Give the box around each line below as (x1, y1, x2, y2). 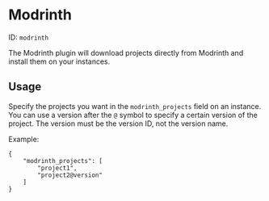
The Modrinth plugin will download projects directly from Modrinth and (8, 48, 244, 57)
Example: (8, 134, 40, 144)
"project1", (37, 164, 78, 172)
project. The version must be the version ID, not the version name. (8, 119, 229, 128)
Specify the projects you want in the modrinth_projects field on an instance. (8, 101, 262, 111)
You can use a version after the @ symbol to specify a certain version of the (8, 110, 258, 119)
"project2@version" (37, 171, 103, 179)
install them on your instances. (8, 57, 111, 66)
